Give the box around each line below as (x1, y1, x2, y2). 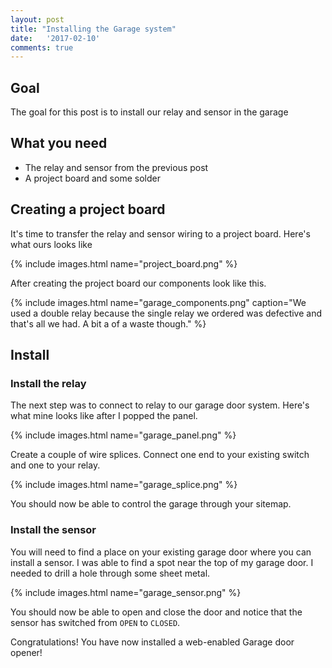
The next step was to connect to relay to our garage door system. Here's (10, 399, 310, 411)
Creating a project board (10, 201, 166, 218)
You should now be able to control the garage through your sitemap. (10, 498, 292, 510)
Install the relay (10, 377, 87, 390)
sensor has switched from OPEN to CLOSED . (10, 616, 181, 628)
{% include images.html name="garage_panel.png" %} (10, 429, 237, 441)
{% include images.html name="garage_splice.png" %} (10, 479, 238, 491)
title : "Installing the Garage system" (10, 24, 177, 34)
